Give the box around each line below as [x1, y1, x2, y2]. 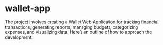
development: [5, 34, 33, 40]
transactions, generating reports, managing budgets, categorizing [5, 24, 138, 30]
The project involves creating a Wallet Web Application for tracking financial [5, 19, 159, 25]
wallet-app [5, 3, 51, 14]
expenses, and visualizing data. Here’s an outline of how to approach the [5, 29, 152, 35]
